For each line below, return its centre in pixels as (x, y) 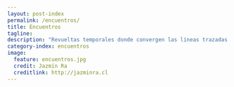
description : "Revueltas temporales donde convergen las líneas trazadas (118, 40)
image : (17, 53)
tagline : (20, 33)
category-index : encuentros (48, 46)
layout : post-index (36, 14)
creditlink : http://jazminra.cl (61, 72)
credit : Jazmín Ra (41, 66)
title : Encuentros (34, 27)
